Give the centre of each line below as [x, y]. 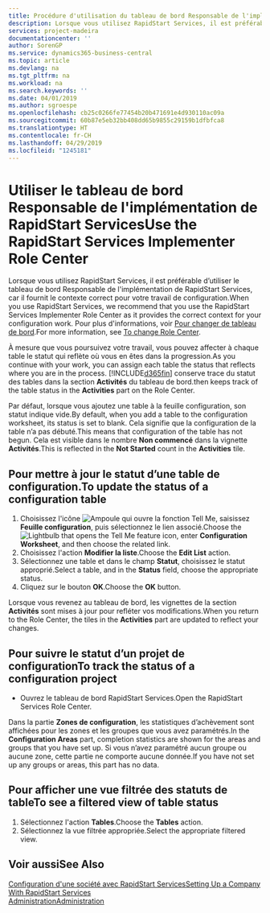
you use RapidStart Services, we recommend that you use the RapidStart [129, 306]
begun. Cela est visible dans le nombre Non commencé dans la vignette [128, 440]
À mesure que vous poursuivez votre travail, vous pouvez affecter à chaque [134, 348]
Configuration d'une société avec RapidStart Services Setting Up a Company [135, 884]
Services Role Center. [56, 706]
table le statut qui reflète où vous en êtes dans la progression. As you [122, 356]
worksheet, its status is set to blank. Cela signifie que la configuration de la [133, 423]
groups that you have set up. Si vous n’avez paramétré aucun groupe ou [127, 747]
